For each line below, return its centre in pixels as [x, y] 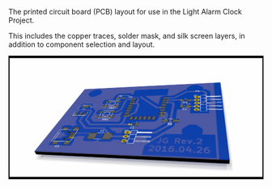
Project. [21, 20]
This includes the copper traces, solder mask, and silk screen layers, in [127, 36]
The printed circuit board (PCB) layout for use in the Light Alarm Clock [125, 12]
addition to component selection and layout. [82, 44]
